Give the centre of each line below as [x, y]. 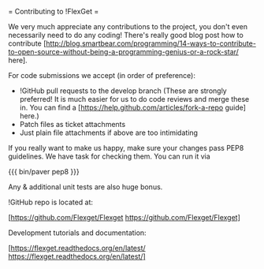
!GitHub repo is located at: [50, 202]
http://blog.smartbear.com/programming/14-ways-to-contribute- [151, 43]
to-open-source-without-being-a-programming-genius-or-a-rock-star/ [123, 52]
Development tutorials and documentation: [78, 233]
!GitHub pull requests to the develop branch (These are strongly [123, 91]
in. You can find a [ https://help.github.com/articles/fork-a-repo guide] [133, 107]
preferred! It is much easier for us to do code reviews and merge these [134, 99]
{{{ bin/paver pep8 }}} [44, 172]
